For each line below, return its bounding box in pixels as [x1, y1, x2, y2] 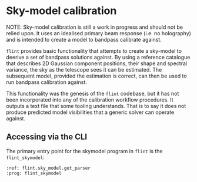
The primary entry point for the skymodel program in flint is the [6, 147, 163, 154]
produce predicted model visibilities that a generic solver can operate [6, 109, 175, 116]
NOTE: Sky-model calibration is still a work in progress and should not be [6, 23, 183, 31]
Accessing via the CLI [6, 132, 87, 142]
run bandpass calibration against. [6, 78, 87, 86]
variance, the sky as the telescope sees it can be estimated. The [6, 66, 162, 73]
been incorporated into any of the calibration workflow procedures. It [6, 96, 173, 103]
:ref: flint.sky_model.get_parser [6, 165, 91, 171]
